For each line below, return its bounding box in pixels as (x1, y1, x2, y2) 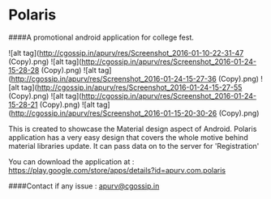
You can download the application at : (8, 156, 135, 167)
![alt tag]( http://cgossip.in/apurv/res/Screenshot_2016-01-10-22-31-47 (8, 48, 244, 57)
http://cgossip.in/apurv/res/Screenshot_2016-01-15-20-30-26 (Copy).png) (11, 108, 260, 118)
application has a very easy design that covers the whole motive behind (8, 132, 249, 142)
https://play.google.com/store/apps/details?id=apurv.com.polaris (8, 165, 226, 175)
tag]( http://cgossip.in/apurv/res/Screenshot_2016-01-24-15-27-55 (21, 83, 243, 92)
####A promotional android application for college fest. (8, 32, 195, 42)
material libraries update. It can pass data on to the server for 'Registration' (8, 141, 260, 150)
